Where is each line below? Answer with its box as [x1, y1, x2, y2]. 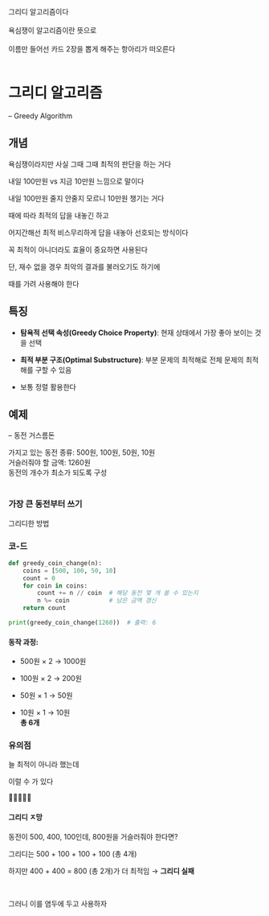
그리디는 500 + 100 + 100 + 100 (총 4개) [8, 848, 137, 858]
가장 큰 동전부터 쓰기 [8, 498, 83, 510]
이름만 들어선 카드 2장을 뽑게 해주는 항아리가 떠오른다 [8, 44, 176, 53]
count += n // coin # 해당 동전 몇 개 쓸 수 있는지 [37, 589, 199, 597]
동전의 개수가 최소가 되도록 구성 [8, 468, 108, 477]
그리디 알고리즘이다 [8, 7, 69, 16]
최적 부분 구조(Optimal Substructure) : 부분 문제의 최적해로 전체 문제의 [19, 355, 244, 365]
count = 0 [22, 574, 56, 582]
